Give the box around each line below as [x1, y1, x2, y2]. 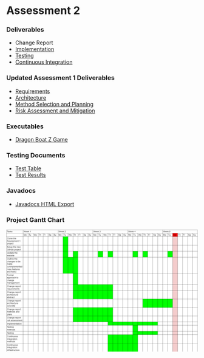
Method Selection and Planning [15, 100, 94, 108]
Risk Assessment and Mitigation [15, 107, 95, 114]
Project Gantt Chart [6, 215, 65, 224]
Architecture [15, 94, 47, 101]
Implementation [15, 46, 55, 53]
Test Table [15, 165, 41, 172]
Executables [6, 122, 44, 131]
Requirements [15, 88, 50, 95]
